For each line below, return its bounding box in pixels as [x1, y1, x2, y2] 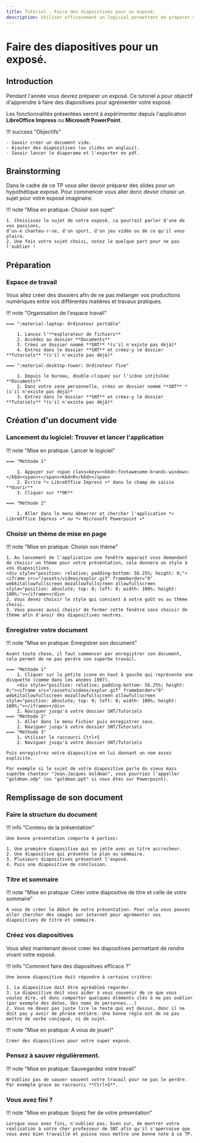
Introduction [6, 76, 54, 87]
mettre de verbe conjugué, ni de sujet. [6, 1015, 108, 1022]
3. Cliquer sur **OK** [17, 490, 73, 496]
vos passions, [6, 223, 42, 229]
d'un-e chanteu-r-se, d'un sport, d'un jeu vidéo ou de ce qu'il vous [6, 228, 185, 234]
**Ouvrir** [6, 484, 33, 490]
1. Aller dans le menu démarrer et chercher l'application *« [17, 511, 174, 517]
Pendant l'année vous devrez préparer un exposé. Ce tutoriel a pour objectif [6, 92, 193, 99]
